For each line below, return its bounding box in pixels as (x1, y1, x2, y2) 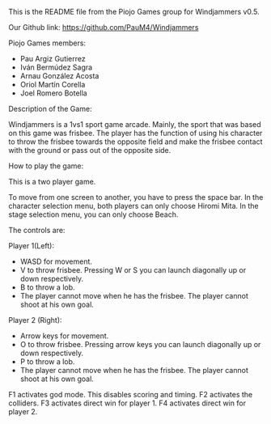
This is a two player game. (8, 177, 96, 186)
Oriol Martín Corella (19, 80, 86, 89)
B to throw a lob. (19, 282, 75, 292)
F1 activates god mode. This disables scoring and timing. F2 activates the (8, 390, 253, 399)
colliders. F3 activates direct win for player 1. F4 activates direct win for (8, 398, 247, 408)
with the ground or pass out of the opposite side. (8, 146, 171, 155)
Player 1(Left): (8, 241, 55, 250)
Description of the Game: (8, 104, 92, 113)
